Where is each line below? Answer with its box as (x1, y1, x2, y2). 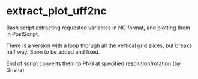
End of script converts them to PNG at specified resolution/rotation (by (6, 60, 181, 67)
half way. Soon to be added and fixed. (6, 48, 100, 55)
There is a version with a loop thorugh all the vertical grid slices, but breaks (6, 42, 193, 49)
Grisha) (6, 66, 25, 73)
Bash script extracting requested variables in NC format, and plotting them (6, 24, 190, 31)
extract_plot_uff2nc (6, 4, 107, 18)
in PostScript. (6, 30, 40, 37)
